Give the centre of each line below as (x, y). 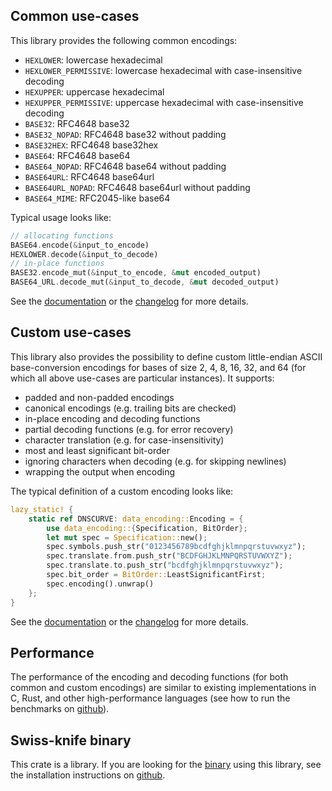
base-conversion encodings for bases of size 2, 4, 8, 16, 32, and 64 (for (158, 367)
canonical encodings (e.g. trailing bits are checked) (130, 408)
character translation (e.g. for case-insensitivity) (124, 440)
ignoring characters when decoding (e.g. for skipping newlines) (155, 461)
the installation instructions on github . (88, 775)
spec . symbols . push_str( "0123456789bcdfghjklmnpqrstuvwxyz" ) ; (176, 547)
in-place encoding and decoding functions (112, 418)
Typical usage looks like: (61, 217)
